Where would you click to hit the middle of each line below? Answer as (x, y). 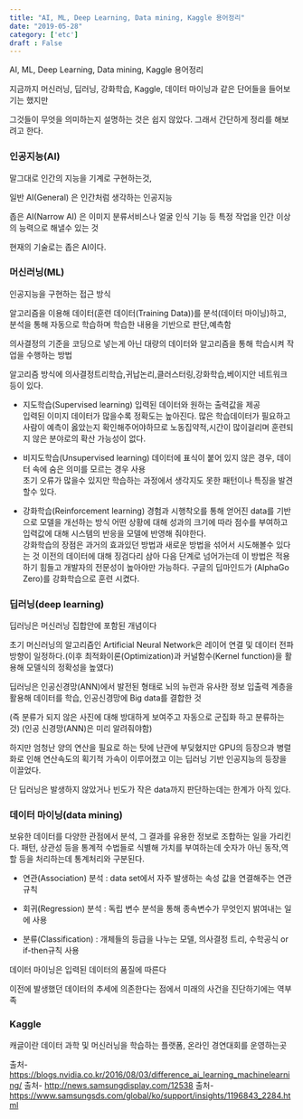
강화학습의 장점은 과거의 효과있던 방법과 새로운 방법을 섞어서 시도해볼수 (148, 544)
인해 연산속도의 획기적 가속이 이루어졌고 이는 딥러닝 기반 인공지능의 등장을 (156, 759)
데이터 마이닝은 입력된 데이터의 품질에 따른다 (88, 970)
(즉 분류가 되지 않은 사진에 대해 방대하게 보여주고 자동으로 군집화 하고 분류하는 (147, 717)
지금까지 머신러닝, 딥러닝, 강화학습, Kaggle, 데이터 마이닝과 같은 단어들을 (138, 89)
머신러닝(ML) (37, 272)
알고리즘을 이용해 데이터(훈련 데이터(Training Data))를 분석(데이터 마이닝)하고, (148, 313)
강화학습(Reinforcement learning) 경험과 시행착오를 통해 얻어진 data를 (148, 511)
